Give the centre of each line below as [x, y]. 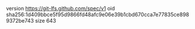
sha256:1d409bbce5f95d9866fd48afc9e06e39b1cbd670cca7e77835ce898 [97, 14]
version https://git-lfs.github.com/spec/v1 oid [61, 8]
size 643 [46, 21]
